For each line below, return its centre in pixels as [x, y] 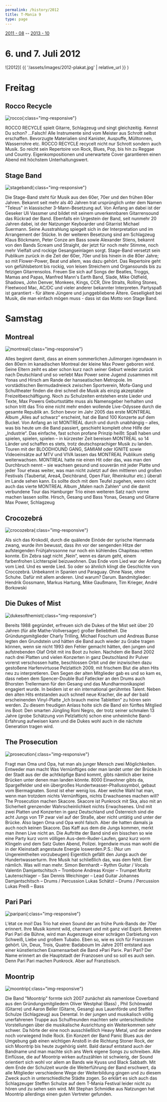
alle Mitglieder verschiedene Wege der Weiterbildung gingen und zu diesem [83, 1073]
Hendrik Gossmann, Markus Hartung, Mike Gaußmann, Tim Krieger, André [81, 582]
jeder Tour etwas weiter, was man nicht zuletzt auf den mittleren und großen [83, 471]
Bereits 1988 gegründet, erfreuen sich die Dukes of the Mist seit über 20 [80, 625]
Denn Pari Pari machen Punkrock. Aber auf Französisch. [63, 961]
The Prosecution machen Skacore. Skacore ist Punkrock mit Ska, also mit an [83, 801]
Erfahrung [15, 721]
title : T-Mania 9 [23, 15]
